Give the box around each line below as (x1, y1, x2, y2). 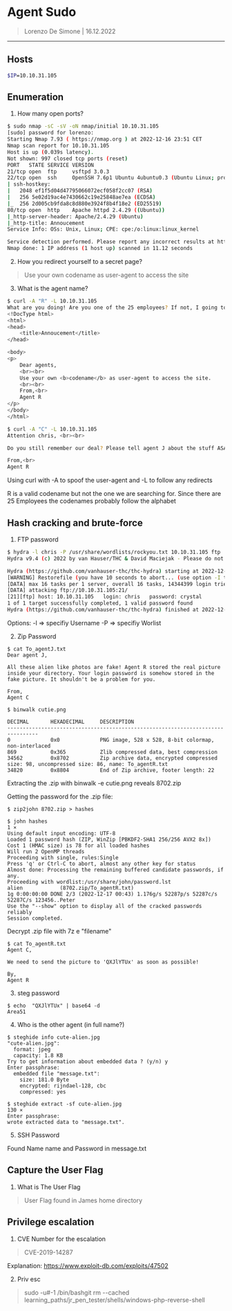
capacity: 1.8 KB (13, 1052, 64, 1059)
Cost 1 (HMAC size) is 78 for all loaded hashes (7, 842, 150, 849)
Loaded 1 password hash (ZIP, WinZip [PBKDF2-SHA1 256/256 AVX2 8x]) (7, 836, 212, 843)
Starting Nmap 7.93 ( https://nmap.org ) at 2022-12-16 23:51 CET (7, 136, 202, 143)
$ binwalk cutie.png (7, 706, 67, 713)
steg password (17, 988, 60, 997)
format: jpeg (13, 1046, 51, 1053)
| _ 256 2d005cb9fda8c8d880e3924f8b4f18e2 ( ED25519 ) (7, 200, 162, 207)
